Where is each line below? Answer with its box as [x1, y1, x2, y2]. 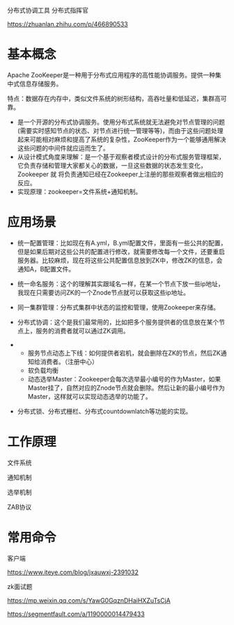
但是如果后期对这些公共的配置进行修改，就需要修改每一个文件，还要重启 [17, 247, 225, 255]
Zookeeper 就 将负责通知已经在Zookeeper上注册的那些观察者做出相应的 [17, 170, 224, 178]
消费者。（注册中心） [40, 357, 99, 365]
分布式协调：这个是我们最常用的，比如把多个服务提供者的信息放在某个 [17, 317, 219, 326]
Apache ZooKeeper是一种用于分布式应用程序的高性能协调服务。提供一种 [7, 70, 216, 79]
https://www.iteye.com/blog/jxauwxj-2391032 [7, 568, 139, 576]
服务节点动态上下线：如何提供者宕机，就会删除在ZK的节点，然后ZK [27, 349, 221, 357]
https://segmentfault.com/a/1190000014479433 [7, 610, 145, 618]
